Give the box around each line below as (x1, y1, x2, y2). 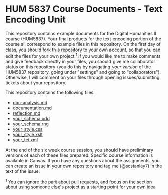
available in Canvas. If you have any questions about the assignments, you (5, 157, 160, 163)
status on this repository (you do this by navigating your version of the (5, 64, 151, 70)
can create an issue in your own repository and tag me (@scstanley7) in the (5, 163, 162, 169)
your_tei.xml (12, 137, 38, 143)
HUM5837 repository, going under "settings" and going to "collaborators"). (5, 69, 161, 75)
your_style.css (12, 126, 43, 132)
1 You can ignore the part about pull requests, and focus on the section (5, 178, 152, 185)
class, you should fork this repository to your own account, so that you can (5, 46, 161, 53)
